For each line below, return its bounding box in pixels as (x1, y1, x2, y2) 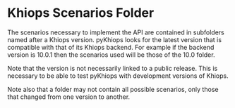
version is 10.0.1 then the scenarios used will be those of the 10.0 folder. (7, 50, 215, 59)
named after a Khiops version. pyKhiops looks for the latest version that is (7, 35, 222, 43)
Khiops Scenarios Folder (7, 5, 155, 21)
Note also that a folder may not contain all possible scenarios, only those (7, 85, 219, 93)
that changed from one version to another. (7, 93, 131, 101)
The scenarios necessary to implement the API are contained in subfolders (7, 28, 224, 36)
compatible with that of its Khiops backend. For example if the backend (7, 43, 215, 51)
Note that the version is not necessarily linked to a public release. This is (7, 64, 218, 72)
